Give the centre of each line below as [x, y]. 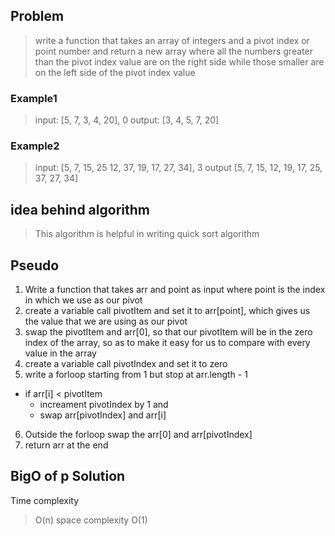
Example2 [35, 146]
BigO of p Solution [68, 476]
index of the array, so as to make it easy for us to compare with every [167, 343]
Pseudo [35, 265]
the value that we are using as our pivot [106, 321]
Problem [37, 16]
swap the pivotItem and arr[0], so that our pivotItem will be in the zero [168, 332]
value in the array [60, 353]
